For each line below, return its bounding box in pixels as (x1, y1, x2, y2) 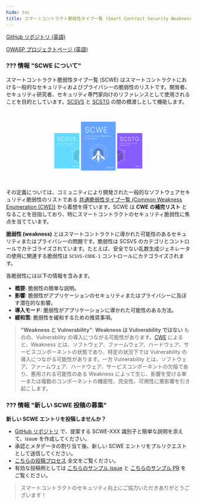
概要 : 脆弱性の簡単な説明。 (14, 284, 80, 291)
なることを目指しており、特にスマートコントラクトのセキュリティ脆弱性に (6, 210, 185, 217)
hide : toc (6, 9, 30, 15)
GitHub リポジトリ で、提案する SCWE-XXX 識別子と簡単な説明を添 (14, 428, 178, 435)
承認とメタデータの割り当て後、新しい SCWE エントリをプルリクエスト (14, 442, 188, 449)
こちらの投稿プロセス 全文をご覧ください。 (14, 457, 119, 464)
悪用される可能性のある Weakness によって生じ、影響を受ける (30, 370, 182, 377)
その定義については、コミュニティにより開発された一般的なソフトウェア (6, 188, 180, 196)
